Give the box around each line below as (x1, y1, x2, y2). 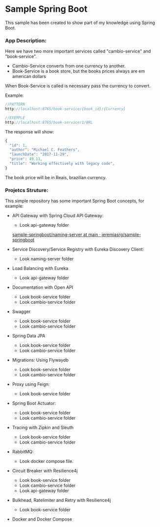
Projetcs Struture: (5, 186, 48, 193)
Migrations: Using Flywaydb (12, 357, 69, 363)
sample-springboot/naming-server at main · (12, 232, 101, 237)
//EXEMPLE (5, 115, 25, 120)
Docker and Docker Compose (12, 516, 72, 522)
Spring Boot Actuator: (12, 400, 56, 406)
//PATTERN (5, 102, 25, 107)
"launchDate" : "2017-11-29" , (9, 152, 69, 157)
